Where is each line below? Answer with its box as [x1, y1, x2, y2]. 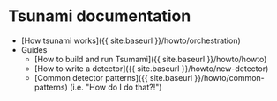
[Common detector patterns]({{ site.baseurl [34, 72, 193, 83]
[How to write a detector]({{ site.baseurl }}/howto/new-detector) [34, 63, 269, 74]
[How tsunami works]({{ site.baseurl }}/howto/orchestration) [20, 35, 242, 46]
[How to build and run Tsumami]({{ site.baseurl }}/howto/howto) [34, 54, 267, 64]
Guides [20, 44, 48, 54]
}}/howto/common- [194, 72, 266, 83]
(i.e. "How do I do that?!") [69, 82, 162, 92]
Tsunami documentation [8, 6, 191, 26]
